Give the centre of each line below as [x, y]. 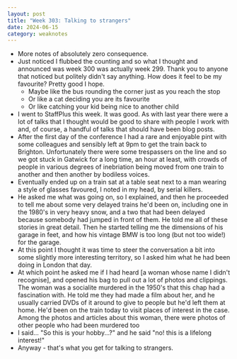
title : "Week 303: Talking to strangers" [69, 21]
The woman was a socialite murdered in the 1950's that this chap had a [121, 287]
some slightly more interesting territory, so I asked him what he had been [124, 258]
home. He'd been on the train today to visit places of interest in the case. [123, 310]
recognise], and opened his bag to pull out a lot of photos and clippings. [122, 280]
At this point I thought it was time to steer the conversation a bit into [116, 250]
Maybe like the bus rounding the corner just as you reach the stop [124, 92]
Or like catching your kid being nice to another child [103, 106]
